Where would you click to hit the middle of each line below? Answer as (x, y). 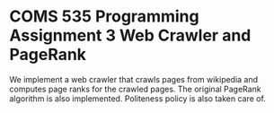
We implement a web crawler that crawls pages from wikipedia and (134, 79)
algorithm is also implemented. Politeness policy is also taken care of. (138, 98)
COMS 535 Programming (104, 17)
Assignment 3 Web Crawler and (130, 35)
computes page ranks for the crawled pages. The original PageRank (136, 89)
